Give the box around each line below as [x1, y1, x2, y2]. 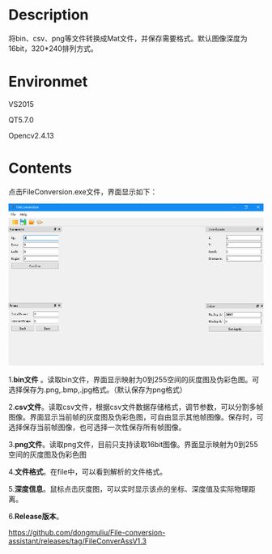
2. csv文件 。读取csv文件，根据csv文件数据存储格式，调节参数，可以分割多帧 [8, 403, 264, 412]
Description [8, 6, 89, 24]
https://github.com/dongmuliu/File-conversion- [8, 528, 166, 538]
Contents [8, 160, 73, 177]
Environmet [8, 73, 88, 91]
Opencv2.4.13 [8, 130, 54, 140]
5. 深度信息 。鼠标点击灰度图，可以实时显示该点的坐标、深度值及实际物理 [8, 484, 249, 494]
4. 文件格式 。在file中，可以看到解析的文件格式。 [8, 467, 168, 477]
